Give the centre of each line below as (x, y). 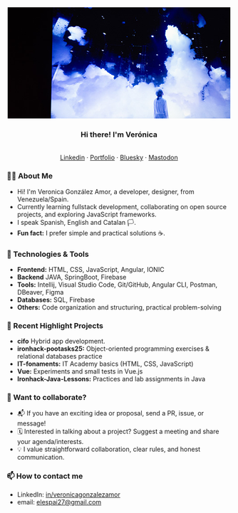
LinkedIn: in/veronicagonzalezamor (68, 495)
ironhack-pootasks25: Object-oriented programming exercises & (113, 349)
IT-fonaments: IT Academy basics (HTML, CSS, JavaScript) (105, 364)
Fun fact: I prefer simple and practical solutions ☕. (91, 233)
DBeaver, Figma (40, 292)
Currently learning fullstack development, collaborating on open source (122, 206)
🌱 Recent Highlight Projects (55, 325)
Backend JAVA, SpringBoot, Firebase (72, 277)
